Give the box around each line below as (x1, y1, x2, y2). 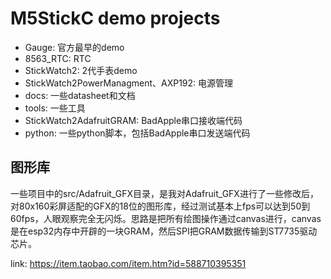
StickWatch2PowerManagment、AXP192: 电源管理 (24, 77, 234, 89)
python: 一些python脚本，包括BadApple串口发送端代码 (24, 127, 251, 139)
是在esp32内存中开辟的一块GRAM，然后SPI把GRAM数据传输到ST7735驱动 (10, 225, 318, 237)
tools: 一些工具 (24, 102, 86, 114)
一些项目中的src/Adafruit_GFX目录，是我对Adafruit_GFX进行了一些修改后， (10, 187, 319, 199)
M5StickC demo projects (10, 7, 221, 30)
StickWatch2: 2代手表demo (24, 64, 138, 76)
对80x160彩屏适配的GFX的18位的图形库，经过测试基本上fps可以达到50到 (10, 200, 311, 212)
